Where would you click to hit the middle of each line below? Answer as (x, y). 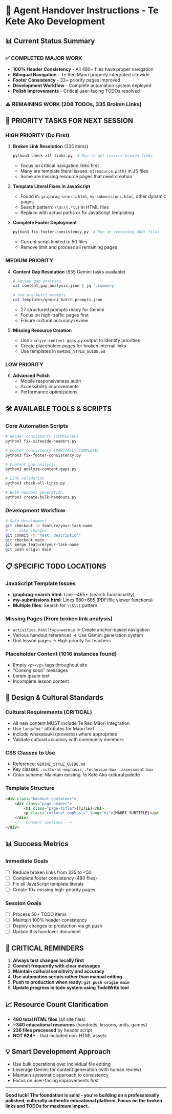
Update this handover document (47, 932)
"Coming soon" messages (40, 670)
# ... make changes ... (31, 530)
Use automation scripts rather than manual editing (67, 977)
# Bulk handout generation (34, 493)
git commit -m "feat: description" (43, 535)
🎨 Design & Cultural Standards (55, 697)
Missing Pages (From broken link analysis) (59, 618)
